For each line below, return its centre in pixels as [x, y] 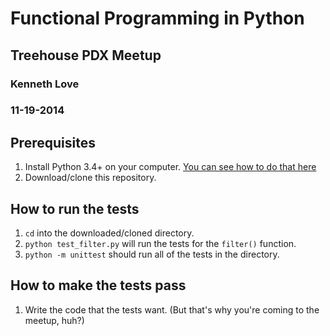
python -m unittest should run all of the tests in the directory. [152, 254]
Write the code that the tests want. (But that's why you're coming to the [172, 309]
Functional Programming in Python [157, 18]
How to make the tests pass [98, 285]
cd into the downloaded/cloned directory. [109, 233]
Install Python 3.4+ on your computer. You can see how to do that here [170, 167]
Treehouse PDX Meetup [86, 55]
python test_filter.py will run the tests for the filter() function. [160, 244]
